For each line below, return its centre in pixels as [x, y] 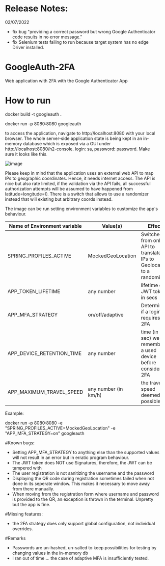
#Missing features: [24, 514]
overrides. [23, 529]
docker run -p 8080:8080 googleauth [43, 124]
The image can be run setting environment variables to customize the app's [82, 209]
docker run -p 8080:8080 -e [34, 423]
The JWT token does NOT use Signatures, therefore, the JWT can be [82, 462]
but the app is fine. [31, 504]
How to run [28, 101]
